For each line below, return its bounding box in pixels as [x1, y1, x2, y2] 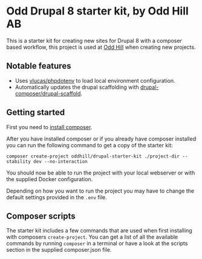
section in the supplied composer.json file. [6, 246, 112, 254]
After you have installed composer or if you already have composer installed [6, 135, 197, 142]
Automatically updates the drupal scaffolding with [15, 83, 139, 91]
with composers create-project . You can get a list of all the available [6, 234, 178, 241]
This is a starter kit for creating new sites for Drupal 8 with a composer [6, 37, 183, 44]
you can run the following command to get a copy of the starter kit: [6, 141, 174, 149]
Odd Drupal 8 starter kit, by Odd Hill [6, 4, 189, 18]
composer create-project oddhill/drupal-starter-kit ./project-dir [6, 153, 180, 159]
